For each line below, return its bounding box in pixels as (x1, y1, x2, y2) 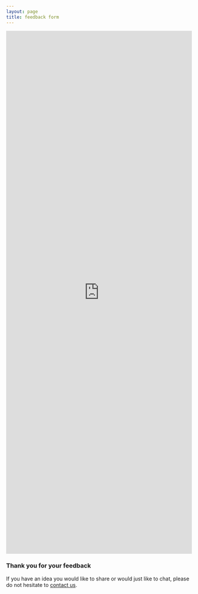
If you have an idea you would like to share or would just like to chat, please (6, 575, 190, 582)
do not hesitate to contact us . (6, 581, 78, 588)
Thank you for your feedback (6, 562, 91, 570)
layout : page (6, 8, 38, 15)
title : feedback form (6, 14, 60, 20)
